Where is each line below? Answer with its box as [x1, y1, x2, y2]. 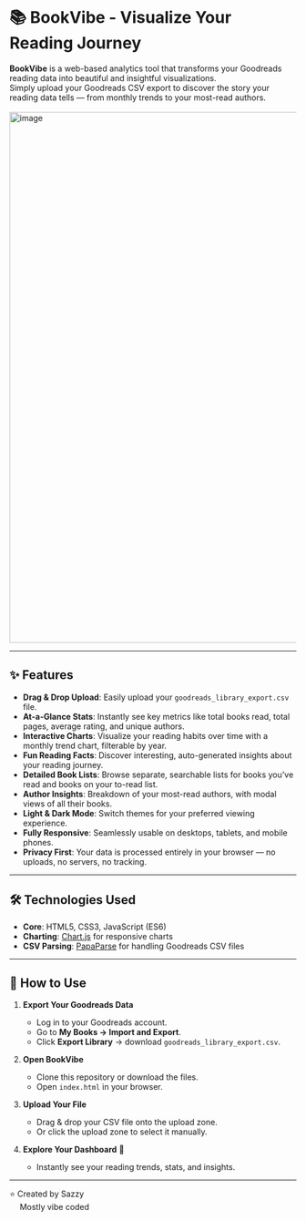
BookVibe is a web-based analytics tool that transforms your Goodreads [9, 63, 282, 74]
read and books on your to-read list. [22, 778, 158, 789]
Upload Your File [22, 1099, 87, 1110]
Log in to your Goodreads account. [36, 1017, 168, 1028]
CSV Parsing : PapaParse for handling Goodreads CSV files [22, 940, 245, 951]
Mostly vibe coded [19, 1202, 89, 1213]
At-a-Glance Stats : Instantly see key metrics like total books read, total [22, 711, 291, 722]
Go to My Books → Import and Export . [36, 1027, 182, 1038]
